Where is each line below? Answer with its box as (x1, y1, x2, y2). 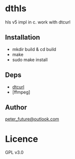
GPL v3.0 (5, 150, 24, 156)
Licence (5, 133, 38, 144)
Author (5, 103, 27, 112)
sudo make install (12, 57, 48, 63)
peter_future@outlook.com (5, 116, 59, 122)
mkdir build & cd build (12, 46, 56, 52)
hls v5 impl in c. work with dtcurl (5, 19, 71, 25)
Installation (5, 33, 40, 42)
